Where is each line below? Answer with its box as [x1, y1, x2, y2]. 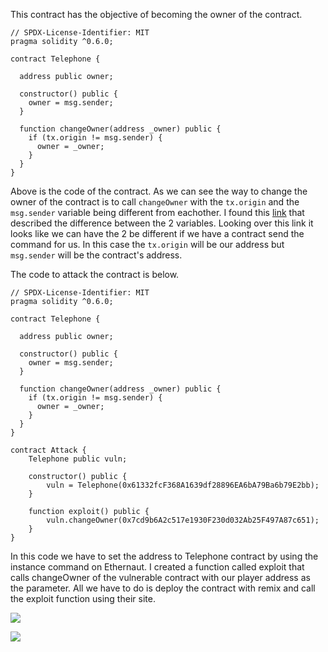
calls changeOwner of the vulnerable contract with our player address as [10, 572, 311, 583]
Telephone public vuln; [28, 454, 128, 464]
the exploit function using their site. [10, 593, 156, 604]
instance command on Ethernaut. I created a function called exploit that [10, 561, 305, 573]
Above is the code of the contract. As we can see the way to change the [10, 185, 308, 197]
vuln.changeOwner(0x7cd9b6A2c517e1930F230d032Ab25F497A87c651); [46, 515, 320, 525]
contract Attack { [10, 445, 87, 455]
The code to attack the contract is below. [10, 269, 180, 280]
